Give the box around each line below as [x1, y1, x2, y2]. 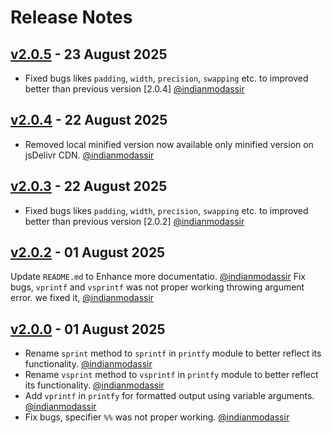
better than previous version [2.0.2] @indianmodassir [24, 215, 245, 227]
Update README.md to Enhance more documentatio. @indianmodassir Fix [10, 271, 306, 283]
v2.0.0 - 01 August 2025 [10, 321, 166, 338]
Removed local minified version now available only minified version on [24, 138, 314, 150]
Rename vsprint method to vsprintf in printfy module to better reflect [24, 369, 319, 381]
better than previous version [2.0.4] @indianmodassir [24, 83, 245, 95]
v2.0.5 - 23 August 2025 [10, 46, 168, 63]
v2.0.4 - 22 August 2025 [10, 112, 168, 129]
